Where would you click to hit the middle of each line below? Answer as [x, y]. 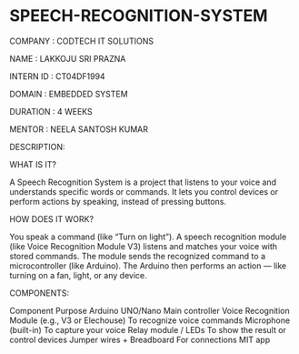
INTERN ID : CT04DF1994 [58, 76]
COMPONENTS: [40, 293]
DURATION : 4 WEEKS [51, 111]
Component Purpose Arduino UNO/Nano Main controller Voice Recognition [149, 310]
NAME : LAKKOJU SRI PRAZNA [68, 58]
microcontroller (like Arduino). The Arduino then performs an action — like [148, 266]
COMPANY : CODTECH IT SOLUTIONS [82, 41]
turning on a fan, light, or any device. [78, 275]
